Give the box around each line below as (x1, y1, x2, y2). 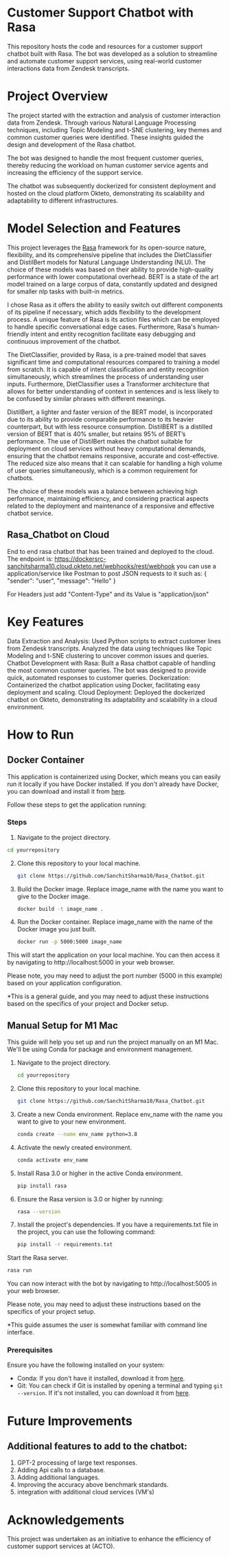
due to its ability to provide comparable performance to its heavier (7, 415, 194, 423)
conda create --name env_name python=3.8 (16, 1131, 138, 1137)
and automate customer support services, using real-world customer (7, 56, 203, 65)
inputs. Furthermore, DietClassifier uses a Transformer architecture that (7, 380, 209, 388)
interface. (7, 1328, 34, 1337)
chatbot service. (7, 508, 54, 517)
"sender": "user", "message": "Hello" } (7, 577, 116, 585)
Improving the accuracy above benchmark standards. (16, 1481, 169, 1489)
